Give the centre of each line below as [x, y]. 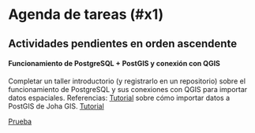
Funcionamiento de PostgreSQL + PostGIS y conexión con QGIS [114, 64]
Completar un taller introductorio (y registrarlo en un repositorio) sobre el [127, 81]
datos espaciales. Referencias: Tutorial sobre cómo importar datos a [119, 98]
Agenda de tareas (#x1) [86, 15]
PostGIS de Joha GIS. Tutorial [56, 106]
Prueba [20, 121]
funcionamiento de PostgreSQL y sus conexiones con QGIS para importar [128, 89]
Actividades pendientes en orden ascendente [123, 44]
